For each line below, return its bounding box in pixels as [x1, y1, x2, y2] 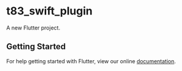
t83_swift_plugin [6, 4, 93, 18]
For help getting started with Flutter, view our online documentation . [6, 57, 176, 64]
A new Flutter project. [6, 24, 61, 31]
